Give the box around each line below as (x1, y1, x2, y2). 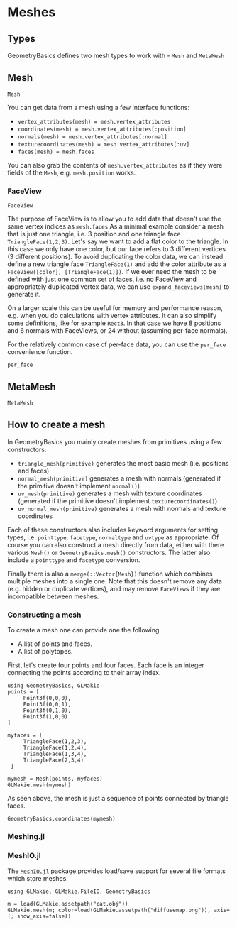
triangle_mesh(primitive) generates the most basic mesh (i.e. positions (17, 459, 229, 467)
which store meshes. (7, 874, 69, 883)
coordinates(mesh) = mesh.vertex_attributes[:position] (17, 126, 187, 133)
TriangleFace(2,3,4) (23, 757, 84, 764)
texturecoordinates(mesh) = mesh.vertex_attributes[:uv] (17, 141, 190, 148)
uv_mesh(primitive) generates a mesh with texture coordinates (17, 489, 202, 498)
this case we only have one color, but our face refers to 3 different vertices (7, 245, 226, 253)
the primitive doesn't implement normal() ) (17, 481, 140, 490)
